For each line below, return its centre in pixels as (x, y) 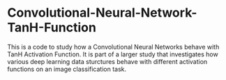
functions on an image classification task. (67, 69)
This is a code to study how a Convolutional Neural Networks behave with (113, 47)
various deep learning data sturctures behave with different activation (107, 61)
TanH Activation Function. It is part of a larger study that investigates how (113, 54)
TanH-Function (52, 27)
